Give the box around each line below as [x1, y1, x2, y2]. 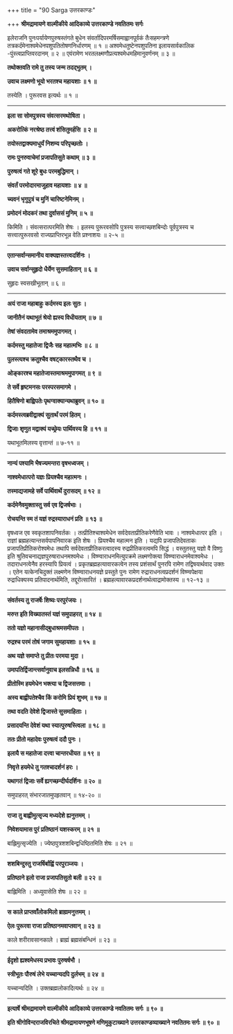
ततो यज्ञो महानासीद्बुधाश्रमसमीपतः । [7, 624, 85, 632]
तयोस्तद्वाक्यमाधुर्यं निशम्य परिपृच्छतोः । [7, 139, 89, 148]
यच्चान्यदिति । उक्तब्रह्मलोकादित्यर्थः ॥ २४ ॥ [7, 984, 104, 992]
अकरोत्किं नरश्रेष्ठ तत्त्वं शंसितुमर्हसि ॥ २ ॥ [7, 125, 97, 134]
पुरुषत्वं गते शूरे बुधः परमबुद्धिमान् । [7, 167, 79, 175]
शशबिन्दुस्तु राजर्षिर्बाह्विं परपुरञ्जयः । [7, 859, 84, 868]
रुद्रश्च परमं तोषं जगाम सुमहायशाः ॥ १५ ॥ [7, 638, 96, 646]
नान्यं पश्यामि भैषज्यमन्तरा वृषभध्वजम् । [7, 459, 89, 467]
